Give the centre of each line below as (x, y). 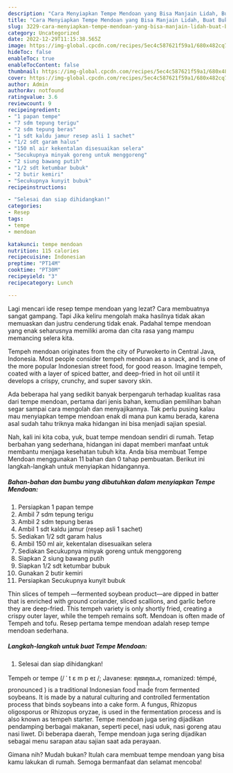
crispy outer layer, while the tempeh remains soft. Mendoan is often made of (116, 615)
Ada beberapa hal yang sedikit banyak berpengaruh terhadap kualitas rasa (114, 394)
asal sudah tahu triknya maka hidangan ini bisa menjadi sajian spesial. (107, 423)
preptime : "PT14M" (34, 263)
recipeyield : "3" (33, 277)
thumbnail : (24, 71)
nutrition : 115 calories (44, 251)
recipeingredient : (34, 110)
